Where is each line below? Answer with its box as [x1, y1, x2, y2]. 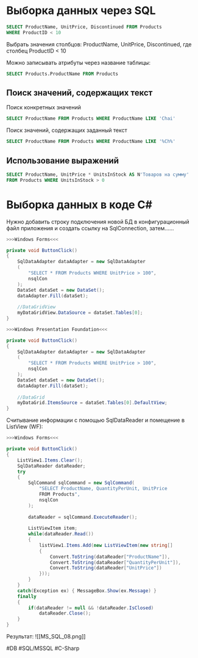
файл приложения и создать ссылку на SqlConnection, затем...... [6, 224, 174, 232]
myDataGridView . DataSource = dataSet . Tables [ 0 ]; [17, 309, 143, 316]
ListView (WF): [6, 423, 43, 430]
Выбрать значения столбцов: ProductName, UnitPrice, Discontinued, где [6, 40, 192, 48]
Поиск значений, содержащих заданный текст [6, 126, 128, 134]
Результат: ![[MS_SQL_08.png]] [6, 633, 86, 640]
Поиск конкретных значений [6, 104, 81, 111]
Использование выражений [6, 155, 119, 165]
